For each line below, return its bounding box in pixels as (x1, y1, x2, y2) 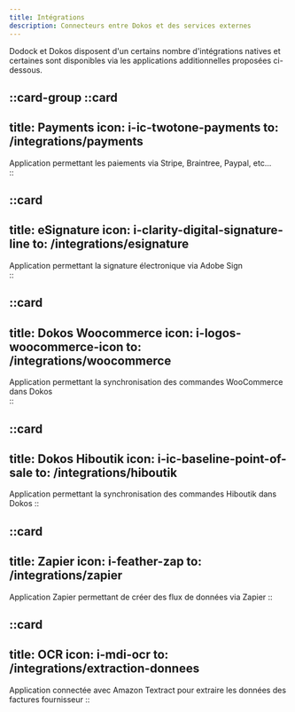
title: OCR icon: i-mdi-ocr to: (9, 647, 169, 662)
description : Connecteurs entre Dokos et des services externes (9, 21, 252, 30)
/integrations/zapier (9, 568, 123, 583)
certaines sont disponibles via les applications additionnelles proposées (9, 55, 272, 66)
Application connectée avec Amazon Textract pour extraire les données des (9, 685, 286, 695)
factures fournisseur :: (9, 693, 90, 705)
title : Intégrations (9, 12, 86, 22)
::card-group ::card (9, 90, 118, 105)
